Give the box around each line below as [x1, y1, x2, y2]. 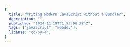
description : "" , [9, 16, 45, 21]
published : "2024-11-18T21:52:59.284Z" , [9, 21, 93, 26]
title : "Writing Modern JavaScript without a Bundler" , [9, 12, 126, 17]
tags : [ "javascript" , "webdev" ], [9, 25, 78, 30]
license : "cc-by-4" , [9, 30, 51, 35]
